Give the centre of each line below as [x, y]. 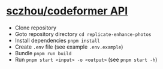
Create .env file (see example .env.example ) [69, 47]
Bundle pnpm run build [43, 53]
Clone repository [36, 28]
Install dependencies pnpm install [57, 40]
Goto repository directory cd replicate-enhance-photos [83, 34]
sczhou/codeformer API [67, 11]
